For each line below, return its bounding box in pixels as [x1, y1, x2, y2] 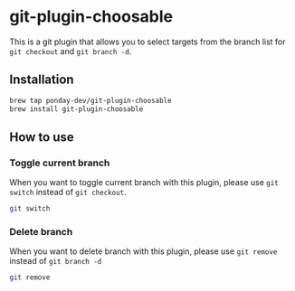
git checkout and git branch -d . [9, 45, 132, 56]
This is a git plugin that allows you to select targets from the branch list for [9, 36, 287, 47]
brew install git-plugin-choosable [9, 104, 144, 114]
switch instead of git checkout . [9, 187, 127, 198]
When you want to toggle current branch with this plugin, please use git [9, 177, 279, 188]
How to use [9, 129, 74, 145]
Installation [9, 72, 74, 88]
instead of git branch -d [9, 256, 102, 267]
